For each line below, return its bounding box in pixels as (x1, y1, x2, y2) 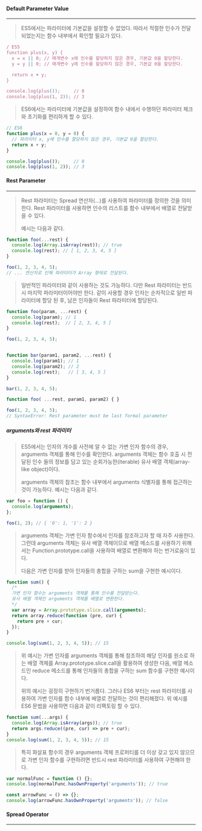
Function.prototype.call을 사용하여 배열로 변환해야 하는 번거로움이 (32, 547, 189, 554)
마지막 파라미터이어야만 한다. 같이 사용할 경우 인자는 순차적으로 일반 (27, 289, 186, 296)
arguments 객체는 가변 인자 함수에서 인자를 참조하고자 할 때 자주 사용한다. (20, 532, 195, 539)
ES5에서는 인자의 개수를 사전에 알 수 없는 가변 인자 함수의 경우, (20, 443, 168, 450)
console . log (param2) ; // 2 (11, 363, 79, 370)
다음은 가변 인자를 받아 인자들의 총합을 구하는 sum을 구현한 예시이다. (20, 567, 182, 574)
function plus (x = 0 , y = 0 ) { (6, 131, 85, 137)
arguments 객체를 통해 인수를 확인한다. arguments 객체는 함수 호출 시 (20, 450, 186, 458)
